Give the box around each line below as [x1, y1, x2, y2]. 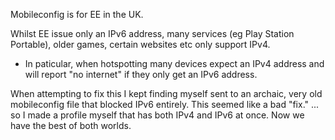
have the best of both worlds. [10, 120, 132, 131]
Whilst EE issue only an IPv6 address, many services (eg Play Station [10, 28, 295, 39]
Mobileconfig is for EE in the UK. [10, 9, 144, 20]
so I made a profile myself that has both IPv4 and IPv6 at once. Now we [10, 109, 305, 121]
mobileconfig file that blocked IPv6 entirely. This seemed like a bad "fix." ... [10, 99, 320, 110]
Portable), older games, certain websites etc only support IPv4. [10, 39, 271, 50]
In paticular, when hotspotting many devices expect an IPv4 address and [24, 58, 325, 69]
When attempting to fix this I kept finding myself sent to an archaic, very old [10, 88, 323, 99]
